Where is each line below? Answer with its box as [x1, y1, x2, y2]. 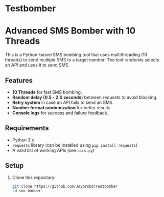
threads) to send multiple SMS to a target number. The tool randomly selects [5, 57, 160, 63]
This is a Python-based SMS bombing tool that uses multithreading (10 [5, 52, 148, 58]
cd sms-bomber [12, 188, 41, 193]
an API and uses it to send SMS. [5, 62, 70, 68]
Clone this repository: [12, 174, 56, 180]
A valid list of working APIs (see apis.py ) [12, 147, 94, 153]
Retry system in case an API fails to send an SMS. [12, 99, 114, 105]
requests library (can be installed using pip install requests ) [12, 142, 138, 148]
